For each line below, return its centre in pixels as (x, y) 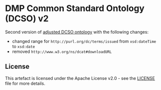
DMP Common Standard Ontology (75, 8)
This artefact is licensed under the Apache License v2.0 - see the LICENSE (80, 78)
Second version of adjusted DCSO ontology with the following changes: (77, 32)
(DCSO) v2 (27, 19)
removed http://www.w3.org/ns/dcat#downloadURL (62, 51)
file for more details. (25, 83)
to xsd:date (23, 46)
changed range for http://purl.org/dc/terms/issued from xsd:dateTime (84, 41)
